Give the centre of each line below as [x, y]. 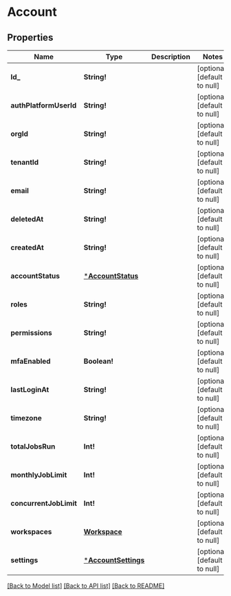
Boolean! [98, 361]
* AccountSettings [114, 560]
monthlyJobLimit [39, 475]
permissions [32, 333]
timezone [26, 418]
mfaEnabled [31, 361]
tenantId [25, 162]
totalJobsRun [33, 446]
